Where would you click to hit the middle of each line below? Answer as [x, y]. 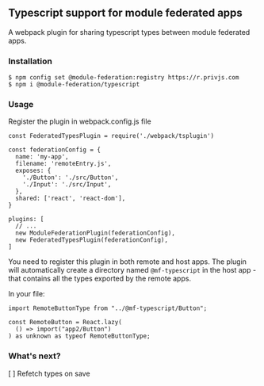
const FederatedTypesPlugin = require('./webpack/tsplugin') [111, 136]
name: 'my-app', [42, 157]
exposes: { [33, 171]
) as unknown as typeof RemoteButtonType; [79, 336]
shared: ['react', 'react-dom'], [71, 199]
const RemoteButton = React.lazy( [65, 323]
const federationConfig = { [55, 150]
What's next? [34, 356]
